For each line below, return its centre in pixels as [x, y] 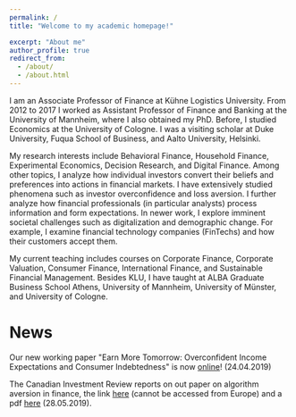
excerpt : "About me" [48, 42]
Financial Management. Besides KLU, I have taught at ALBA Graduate [137, 277]
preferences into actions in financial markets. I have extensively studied [141, 184]
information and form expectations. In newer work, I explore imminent [137, 213]
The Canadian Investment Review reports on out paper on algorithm [134, 384]
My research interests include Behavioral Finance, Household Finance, [140, 155]
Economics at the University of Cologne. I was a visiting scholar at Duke [142, 129]
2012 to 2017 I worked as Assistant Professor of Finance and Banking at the [148, 110]
